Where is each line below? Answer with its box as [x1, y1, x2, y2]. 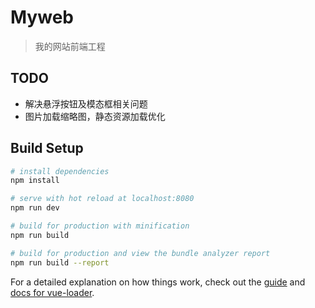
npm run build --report [10, 257, 110, 268]
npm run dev [10, 203, 60, 213]
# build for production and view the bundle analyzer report [10, 248, 271, 258]
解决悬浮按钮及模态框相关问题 [24, 97, 148, 110]
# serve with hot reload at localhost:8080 [10, 194, 195, 204]
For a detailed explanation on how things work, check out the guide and [10, 276, 306, 288]
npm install [10, 176, 60, 186]
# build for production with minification [10, 221, 190, 231]
